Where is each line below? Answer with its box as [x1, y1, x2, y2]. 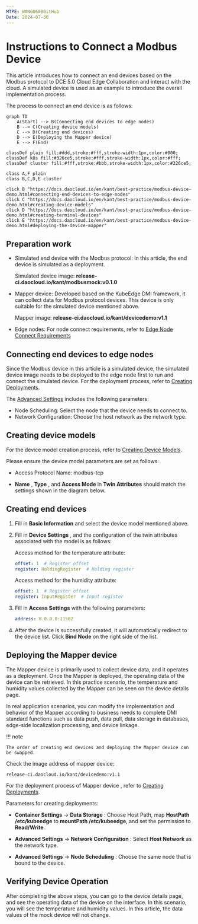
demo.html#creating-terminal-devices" [6, 212, 102, 218]
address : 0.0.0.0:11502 [14, 616, 74, 622]
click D [6, 207, 25, 214]
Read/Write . [14, 824, 46, 831]
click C [6, 197, 25, 203]
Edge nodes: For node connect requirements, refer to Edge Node [14, 326, 173, 333]
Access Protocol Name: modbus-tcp [14, 469, 103, 476]
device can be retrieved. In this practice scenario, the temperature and [6, 678, 178, 686]
